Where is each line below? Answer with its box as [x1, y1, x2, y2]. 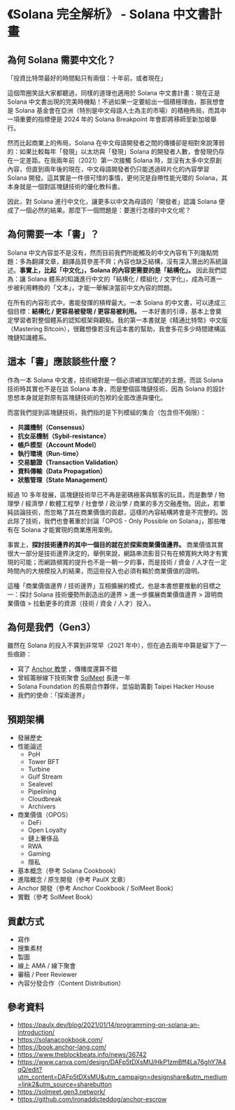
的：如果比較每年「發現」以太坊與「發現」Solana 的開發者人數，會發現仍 [7, 148, 219, 155]
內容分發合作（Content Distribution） [17, 979, 124, 987]
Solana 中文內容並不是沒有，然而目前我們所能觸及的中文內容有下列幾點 [7, 248, 213, 256]
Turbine [27, 765, 50, 774]
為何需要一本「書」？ [7, 228, 99, 240]
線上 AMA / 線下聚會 [17, 962, 76, 970]
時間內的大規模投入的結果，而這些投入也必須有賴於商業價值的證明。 [7, 567, 204, 575]
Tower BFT [27, 758, 59, 766]
